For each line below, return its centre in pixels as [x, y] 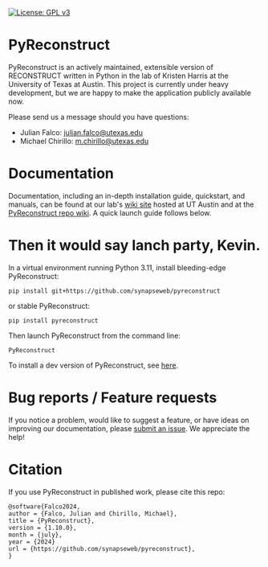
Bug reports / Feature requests [113, 397]
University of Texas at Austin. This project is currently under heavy [118, 84]
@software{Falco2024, [45, 507]
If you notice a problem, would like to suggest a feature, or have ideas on [129, 420]
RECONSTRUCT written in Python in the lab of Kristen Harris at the [118, 76]
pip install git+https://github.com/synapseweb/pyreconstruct [114, 291]
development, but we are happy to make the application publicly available [130, 92]
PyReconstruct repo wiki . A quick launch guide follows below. [110, 212]
